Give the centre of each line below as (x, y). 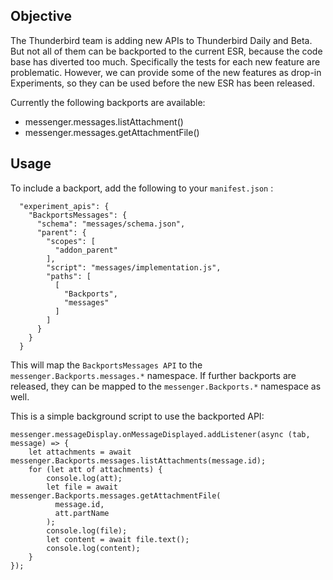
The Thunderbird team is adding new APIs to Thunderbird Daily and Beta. (161, 40)
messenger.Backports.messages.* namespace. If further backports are (153, 375)
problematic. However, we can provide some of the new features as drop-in (166, 72)
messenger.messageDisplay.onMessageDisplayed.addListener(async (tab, (160, 434)
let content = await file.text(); (118, 539)
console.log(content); (93, 548)
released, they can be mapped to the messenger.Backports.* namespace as (166, 386)
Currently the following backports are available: (108, 102)
